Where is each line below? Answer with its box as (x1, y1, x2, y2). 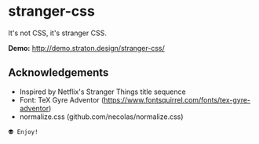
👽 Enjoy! (8, 128, 38, 135)
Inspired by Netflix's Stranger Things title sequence (19, 87, 186, 96)
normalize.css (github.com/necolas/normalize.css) (19, 112, 184, 121)
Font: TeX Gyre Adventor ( (19, 95, 104, 104)
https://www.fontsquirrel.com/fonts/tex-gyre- (103, 95, 251, 104)
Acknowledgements (8, 66, 109, 80)
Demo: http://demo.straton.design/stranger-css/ (8, 43, 165, 52)
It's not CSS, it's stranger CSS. (8, 28, 108, 38)
